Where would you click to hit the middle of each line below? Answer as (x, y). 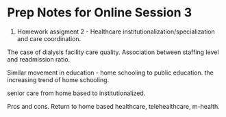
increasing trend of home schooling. (58, 79)
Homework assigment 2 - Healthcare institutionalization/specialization (116, 31)
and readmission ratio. (39, 59)
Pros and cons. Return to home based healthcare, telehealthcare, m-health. (114, 106)
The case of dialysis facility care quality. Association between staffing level (113, 52)
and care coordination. (49, 38)
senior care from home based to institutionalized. (76, 93)
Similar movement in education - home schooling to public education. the (111, 73)
